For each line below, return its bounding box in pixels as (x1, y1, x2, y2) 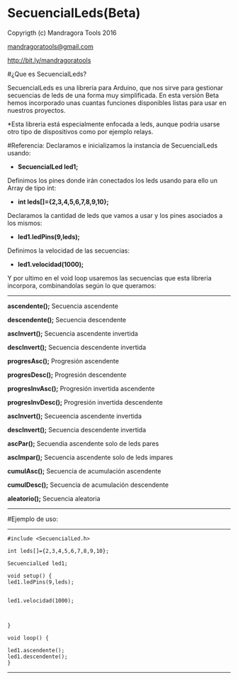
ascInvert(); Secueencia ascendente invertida (7, 412, 142, 420)
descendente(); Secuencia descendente (7, 315, 127, 324)
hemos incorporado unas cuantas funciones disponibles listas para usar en (7, 98, 227, 107)
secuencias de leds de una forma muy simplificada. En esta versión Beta (7, 91, 220, 99)
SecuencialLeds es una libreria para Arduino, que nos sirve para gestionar (7, 83, 224, 92)
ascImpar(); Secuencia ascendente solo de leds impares (7, 453, 174, 461)
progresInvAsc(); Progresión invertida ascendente (7, 384, 155, 393)
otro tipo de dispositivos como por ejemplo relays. (7, 127, 154, 136)
